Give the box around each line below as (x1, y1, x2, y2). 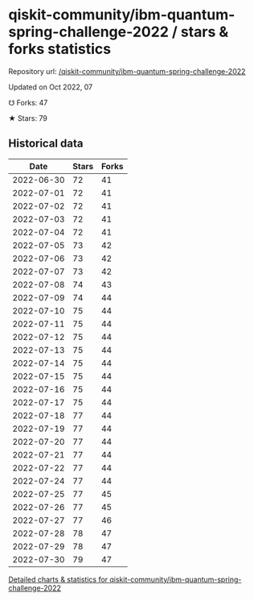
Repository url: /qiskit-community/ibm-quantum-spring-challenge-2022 (8, 66, 246, 76)
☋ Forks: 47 (8, 97, 48, 107)
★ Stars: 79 (8, 113, 48, 122)
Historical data (8, 137, 84, 151)
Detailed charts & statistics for (8, 574, 109, 584)
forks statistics (8, 40, 111, 58)
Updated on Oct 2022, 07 (8, 82, 93, 92)
